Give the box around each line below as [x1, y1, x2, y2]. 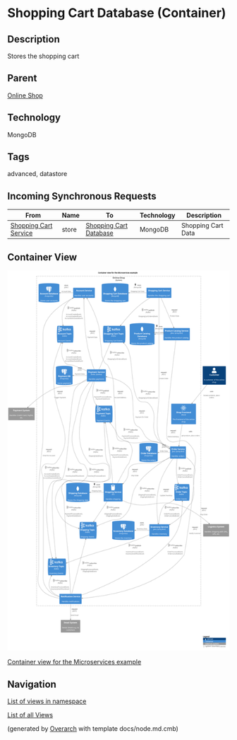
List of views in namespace [7, 697, 87, 705]
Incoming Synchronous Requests [7, 190, 157, 202]
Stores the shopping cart [7, 52, 80, 60]
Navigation [7, 678, 56, 690]
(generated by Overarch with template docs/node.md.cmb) [7, 724, 178, 733]
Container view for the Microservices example [7, 658, 142, 666]
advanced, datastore [7, 170, 68, 178]
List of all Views [7, 711, 54, 719]
